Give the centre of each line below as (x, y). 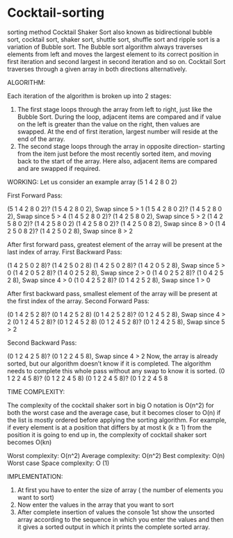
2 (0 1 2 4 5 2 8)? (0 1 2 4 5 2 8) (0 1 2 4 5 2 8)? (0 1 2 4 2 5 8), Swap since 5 (116, 322)
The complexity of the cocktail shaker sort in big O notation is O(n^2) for (111, 405)
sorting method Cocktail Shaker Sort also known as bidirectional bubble (110, 32)
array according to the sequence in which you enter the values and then (120, 519)
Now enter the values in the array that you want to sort (95, 505)
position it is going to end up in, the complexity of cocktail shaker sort (107, 434)
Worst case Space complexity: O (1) (58, 463)
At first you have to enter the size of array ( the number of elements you (120, 490)
